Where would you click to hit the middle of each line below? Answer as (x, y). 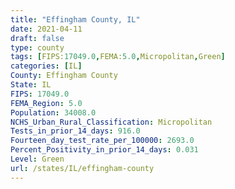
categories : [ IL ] (46, 66)
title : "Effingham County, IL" (75, 19)
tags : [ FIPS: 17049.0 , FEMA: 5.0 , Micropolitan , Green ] (118, 57)
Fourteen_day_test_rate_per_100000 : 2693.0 (102, 141)
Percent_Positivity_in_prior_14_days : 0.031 (104, 150)
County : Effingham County (64, 76)
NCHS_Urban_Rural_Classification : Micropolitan (111, 122)
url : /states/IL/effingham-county (82, 168)
